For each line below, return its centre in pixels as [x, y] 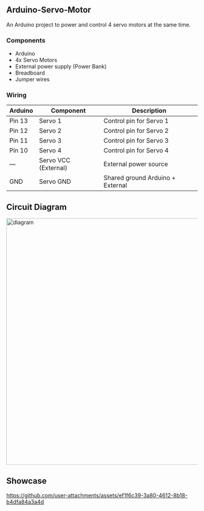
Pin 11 [19, 141]
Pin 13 [19, 121]
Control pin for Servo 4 [136, 151]
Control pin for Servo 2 [136, 131]
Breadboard [30, 73]
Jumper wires [32, 80]
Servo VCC [55, 160]
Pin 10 [19, 151]
